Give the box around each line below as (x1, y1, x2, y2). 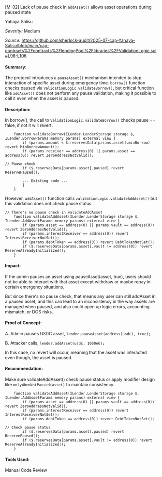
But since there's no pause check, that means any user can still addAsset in (5, 293, 156, 299)
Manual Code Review (5, 467, 47, 473)
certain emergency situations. (5, 284, 64, 290)
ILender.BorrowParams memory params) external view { (5, 136, 116, 141)
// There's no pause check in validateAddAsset (5, 210, 103, 215)
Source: (5, 37, 21, 43)
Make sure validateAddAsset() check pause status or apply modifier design (5, 377, 155, 382)
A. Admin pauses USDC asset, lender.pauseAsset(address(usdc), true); (5, 330, 151, 336)
